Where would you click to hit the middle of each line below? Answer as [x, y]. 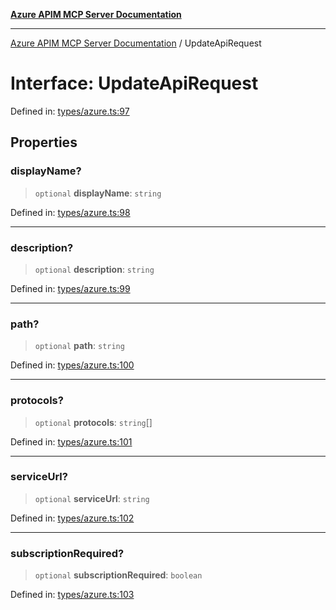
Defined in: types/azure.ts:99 [70, 288]
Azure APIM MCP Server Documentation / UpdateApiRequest [136, 43]
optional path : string [79, 346]
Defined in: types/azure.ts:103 [72, 595]
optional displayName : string [98, 193]
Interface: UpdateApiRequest [134, 83]
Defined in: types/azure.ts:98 [70, 212]
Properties [44, 142]
